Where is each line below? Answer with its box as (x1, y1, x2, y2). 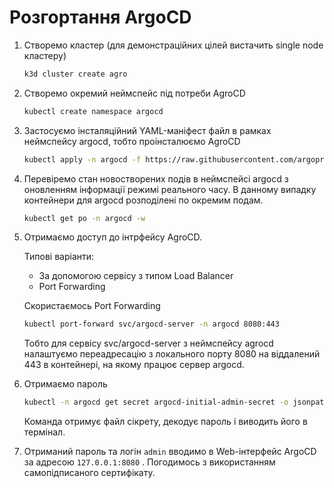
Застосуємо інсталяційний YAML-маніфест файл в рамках (23, 124, 272, 136)
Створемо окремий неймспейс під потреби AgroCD (23, 87, 246, 99)
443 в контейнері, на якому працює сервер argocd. (23, 359, 245, 371)
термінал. (23, 426, 66, 438)
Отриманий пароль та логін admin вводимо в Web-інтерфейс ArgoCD (23, 446, 317, 458)
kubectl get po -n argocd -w (23, 213, 146, 223)
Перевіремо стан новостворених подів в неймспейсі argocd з (23, 172, 289, 185)
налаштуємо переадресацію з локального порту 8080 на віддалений (23, 348, 321, 360)
